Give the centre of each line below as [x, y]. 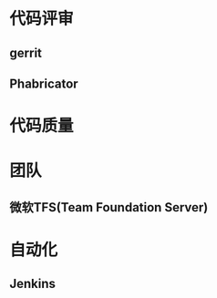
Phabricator [44, 83]
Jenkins [33, 284]
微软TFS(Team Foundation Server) [109, 207]
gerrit [26, 52]
